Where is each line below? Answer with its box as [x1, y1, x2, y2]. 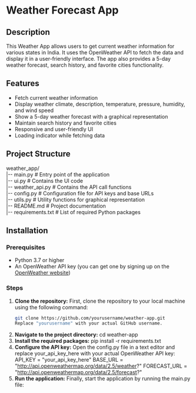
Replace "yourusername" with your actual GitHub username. [14, 320, 163, 326]
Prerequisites [6, 243, 45, 251]
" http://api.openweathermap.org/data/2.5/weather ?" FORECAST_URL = [14, 362, 187, 369]
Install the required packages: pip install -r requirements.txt [14, 338, 161, 345]
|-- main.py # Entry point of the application [6, 171, 110, 178]
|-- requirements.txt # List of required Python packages [6, 208, 141, 215]
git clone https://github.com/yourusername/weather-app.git [14, 315, 165, 321]
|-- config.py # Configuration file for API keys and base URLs [6, 189, 154, 196]
